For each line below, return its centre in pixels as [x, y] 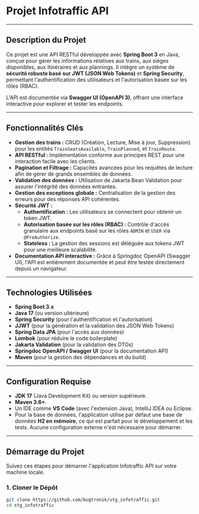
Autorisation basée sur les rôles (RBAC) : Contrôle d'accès [97, 224]
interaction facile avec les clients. [55, 161]
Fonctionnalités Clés [45, 128]
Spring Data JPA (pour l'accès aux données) [69, 332]
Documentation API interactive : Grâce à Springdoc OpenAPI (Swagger [102, 256]
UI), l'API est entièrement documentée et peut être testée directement [99, 262]
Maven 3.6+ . [31, 402]
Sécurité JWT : [33, 205]
